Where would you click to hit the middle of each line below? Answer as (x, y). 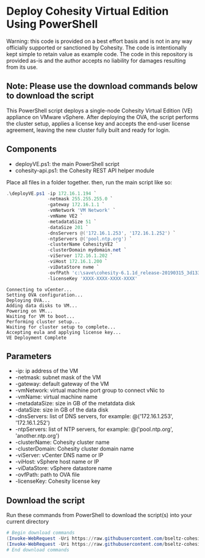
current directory (28, 522)
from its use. (22, 67)
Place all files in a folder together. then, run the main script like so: (89, 182)
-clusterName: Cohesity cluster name (62, 442)
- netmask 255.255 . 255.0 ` (80, 199)
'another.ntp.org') (37, 436)
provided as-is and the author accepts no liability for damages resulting (96, 60)
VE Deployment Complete (37, 338)
